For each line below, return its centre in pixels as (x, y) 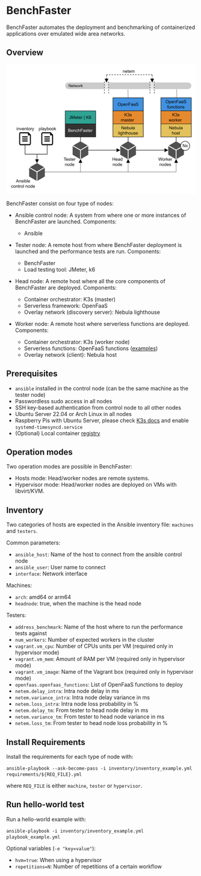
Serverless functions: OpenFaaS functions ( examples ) (91, 348)
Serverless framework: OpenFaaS (66, 305)
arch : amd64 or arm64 (43, 597)
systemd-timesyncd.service (49, 427)
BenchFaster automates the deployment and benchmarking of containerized (101, 27)
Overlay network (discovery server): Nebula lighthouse (92, 312)
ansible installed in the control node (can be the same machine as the (101, 388)
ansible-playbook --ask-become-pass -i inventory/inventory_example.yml (99, 769)
